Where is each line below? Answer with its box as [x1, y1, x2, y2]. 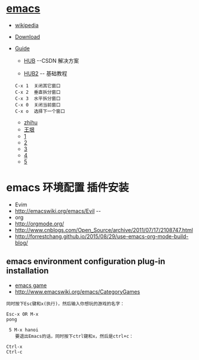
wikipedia [14, 22, 39, 29]
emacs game [14, 282, 47, 289]
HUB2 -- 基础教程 [23, 69, 68, 77]
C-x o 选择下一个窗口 [14, 108, 66, 114]
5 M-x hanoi [8, 327, 39, 333]
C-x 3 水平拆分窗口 [14, 95, 61, 102]
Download [14, 33, 41, 40]
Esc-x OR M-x [6, 311, 39, 317]
